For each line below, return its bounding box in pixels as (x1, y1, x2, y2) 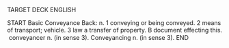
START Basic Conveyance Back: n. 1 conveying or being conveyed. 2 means (7, 19, 221, 26)
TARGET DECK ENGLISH (7, 6, 77, 14)
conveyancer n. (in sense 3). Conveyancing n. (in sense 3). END (8, 34, 189, 41)
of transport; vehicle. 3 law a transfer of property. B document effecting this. (7, 26, 223, 34)
